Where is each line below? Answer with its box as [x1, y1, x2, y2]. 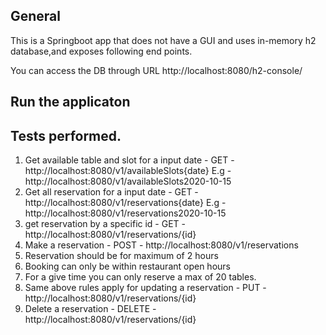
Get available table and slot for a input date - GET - [24, 154, 235, 166]
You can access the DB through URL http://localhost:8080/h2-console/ [10, 64, 303, 76]
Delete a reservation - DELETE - [24, 303, 157, 315]
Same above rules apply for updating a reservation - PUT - [24, 282, 267, 294]
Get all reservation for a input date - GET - [24, 186, 199, 198]
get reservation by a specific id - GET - [24, 218, 187, 230]
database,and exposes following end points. [10, 45, 193, 57]
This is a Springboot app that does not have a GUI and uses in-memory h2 [10, 34, 317, 46]
